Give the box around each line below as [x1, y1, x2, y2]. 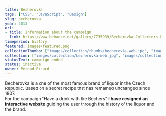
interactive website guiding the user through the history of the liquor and [5, 101, 155, 107]
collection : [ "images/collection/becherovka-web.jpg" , [5, 53, 121, 58]
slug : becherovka [5, 16, 41, 21]
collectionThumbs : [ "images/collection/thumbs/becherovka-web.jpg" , [5, 48, 149, 53]
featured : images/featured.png [5, 44, 70, 49]
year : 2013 [5, 21, 28, 26]
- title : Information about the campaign [5, 30, 92, 35]
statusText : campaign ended [5, 58, 63, 62]
